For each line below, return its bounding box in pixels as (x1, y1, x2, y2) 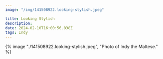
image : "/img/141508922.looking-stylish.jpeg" (5, 7, 104, 12)
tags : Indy (5, 30, 28, 35)
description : (5, 21, 33, 26)
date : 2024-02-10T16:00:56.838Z (5, 25, 73, 30)
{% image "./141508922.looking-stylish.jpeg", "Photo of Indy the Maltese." (5, 44, 158, 50)
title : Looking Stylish (5, 16, 55, 21)
